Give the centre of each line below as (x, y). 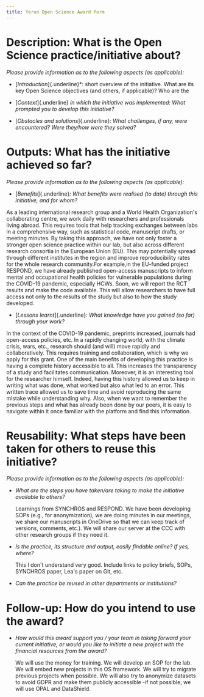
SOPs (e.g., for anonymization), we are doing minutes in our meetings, (103, 515)
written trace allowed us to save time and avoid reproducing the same (94, 391)
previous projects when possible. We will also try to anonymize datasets (105, 676)
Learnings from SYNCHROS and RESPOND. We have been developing (103, 509)
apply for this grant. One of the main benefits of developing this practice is (100, 359)
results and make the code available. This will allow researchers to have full (101, 290)
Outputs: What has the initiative (88, 152)
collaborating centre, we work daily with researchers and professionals (95, 218)
